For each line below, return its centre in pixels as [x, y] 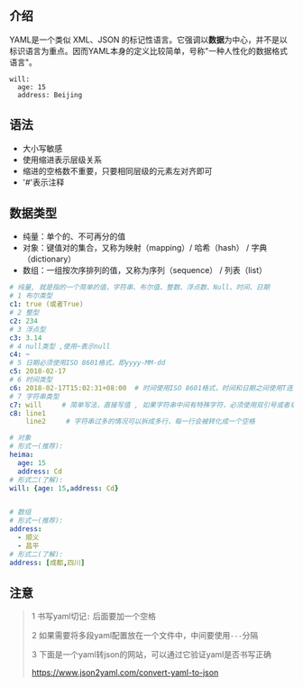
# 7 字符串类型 [35, 396]
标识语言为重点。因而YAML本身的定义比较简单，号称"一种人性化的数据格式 [149, 50]
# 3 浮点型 [28, 329]
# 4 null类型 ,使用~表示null [60, 346]
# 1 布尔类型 [31, 296]
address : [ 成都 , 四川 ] [47, 563]
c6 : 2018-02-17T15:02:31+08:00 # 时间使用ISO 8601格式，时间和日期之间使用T [148, 388]
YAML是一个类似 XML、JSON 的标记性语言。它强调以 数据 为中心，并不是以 [148, 40]
